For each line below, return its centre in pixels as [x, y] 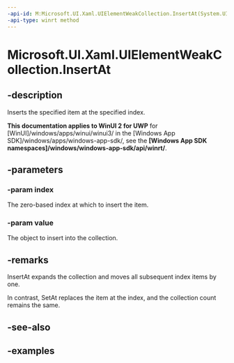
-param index [31, 189]
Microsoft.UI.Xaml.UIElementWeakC [115, 55]
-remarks [28, 260]
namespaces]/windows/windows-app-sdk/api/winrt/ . [87, 148]
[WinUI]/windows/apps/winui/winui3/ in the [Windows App [91, 133]
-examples [31, 351]
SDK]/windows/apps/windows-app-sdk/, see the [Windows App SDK [107, 140]
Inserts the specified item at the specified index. [76, 112]
